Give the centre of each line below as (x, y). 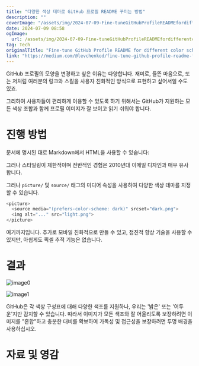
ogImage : (17, 34)
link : (13, 56)
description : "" (26, 17)
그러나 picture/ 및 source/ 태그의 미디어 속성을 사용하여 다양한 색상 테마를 (93, 185)
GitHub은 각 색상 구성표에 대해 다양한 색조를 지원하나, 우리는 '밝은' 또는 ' (90, 306)
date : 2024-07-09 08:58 (36, 28)
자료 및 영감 (33, 355)
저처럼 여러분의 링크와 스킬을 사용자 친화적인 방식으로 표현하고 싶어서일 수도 (100, 81)
